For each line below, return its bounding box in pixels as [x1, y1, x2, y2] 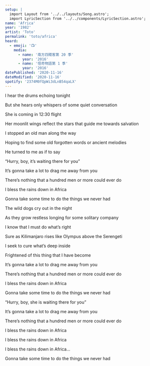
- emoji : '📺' [9, 43, 37, 48]
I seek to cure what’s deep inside [5, 243, 71, 249]
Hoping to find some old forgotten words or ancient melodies [5, 139, 127, 145]
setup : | [5, 7, 23, 12]
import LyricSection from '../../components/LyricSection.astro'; [9, 16, 146, 21]
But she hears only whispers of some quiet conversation [5, 102, 118, 108]
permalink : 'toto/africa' [5, 34, 57, 39]
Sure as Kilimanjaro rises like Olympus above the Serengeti [5, 233, 122, 239]
